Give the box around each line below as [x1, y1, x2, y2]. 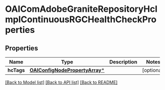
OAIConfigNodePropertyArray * [29, 67, 105, 73]
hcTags [7, 67, 25, 73]
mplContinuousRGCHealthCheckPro [5, 14, 157, 25]
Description [109, 59, 137, 65]
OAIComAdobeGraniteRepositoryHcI [5, 3, 158, 15]
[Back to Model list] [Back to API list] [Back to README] [5, 80, 118, 85]
